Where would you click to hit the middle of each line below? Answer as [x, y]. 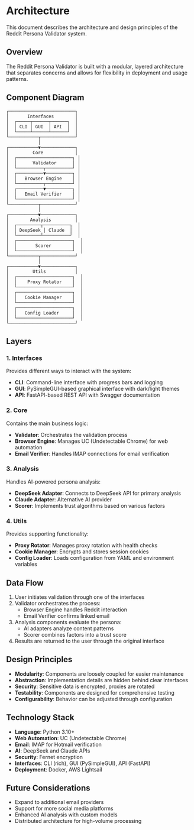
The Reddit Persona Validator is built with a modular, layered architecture [95, 66]
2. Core [17, 410]
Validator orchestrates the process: [57, 603]
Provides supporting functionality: [47, 534]
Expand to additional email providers [59, 802]
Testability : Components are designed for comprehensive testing [94, 692]
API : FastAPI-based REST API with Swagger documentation [87, 395]
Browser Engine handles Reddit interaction [75, 609]
